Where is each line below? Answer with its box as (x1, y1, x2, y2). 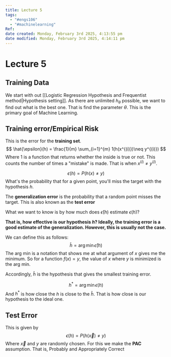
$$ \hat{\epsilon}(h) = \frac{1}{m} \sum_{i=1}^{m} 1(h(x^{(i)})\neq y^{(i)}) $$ (6, 146, 166, 152)
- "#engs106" (10, 17, 38, 22)
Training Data (5, 78, 50, 87)
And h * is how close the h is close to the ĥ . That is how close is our (5, 290, 146, 297)
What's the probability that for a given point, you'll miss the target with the (5, 178, 162, 184)
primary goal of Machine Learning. (5, 110, 78, 116)
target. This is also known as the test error (5, 199, 95, 205)
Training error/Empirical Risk (5, 124, 99, 133)
